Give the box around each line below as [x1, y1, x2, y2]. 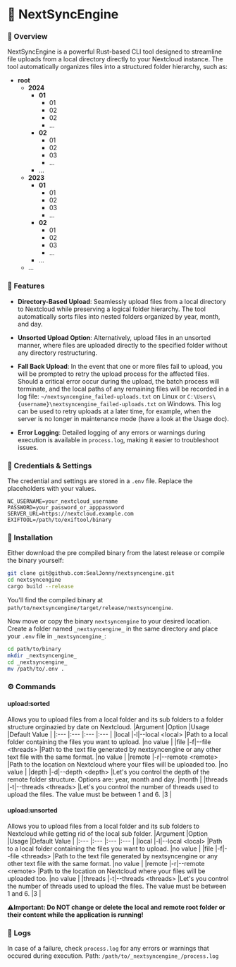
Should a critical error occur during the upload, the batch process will [17, 377, 220, 385]
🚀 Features [7, 281, 45, 291]
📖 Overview [7, 32, 48, 42]
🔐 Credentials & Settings [7, 461, 92, 470]
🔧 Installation [7, 533, 54, 542]
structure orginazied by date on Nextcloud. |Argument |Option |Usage [7, 722, 210, 731]
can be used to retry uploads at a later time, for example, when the [17, 407, 211, 415]
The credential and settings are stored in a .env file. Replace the [7, 477, 193, 485]
